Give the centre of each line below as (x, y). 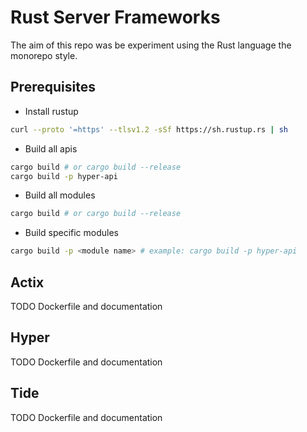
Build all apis (51, 148)
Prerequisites (53, 87)
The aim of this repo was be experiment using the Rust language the (151, 45)
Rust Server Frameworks (115, 17)
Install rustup (51, 111)
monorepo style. (44, 55)
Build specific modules (71, 233)
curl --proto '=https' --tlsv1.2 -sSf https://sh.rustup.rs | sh (149, 129)
